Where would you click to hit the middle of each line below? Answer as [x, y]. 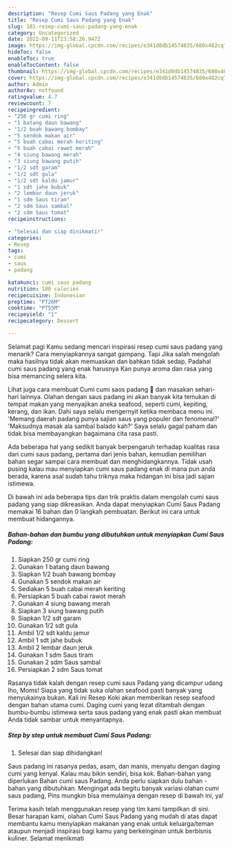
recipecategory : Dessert [43, 321]
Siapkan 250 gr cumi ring [54, 559]
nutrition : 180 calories [43, 289]
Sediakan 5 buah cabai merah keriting [72, 588]
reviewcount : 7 [30, 104]
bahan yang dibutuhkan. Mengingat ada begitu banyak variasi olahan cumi [114, 788]
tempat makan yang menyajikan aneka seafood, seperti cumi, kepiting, [108, 404]
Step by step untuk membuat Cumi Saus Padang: [80, 735]
